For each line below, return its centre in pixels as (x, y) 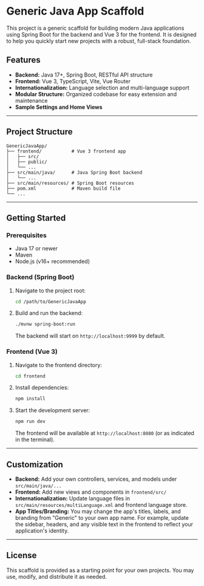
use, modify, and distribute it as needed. (57, 576)
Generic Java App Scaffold (75, 11)
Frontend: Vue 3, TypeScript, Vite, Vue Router (73, 81)
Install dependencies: (42, 388)
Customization (35, 464)
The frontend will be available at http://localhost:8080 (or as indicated (104, 433)
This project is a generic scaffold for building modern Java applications (95, 28)
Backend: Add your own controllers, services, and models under (96, 479)
